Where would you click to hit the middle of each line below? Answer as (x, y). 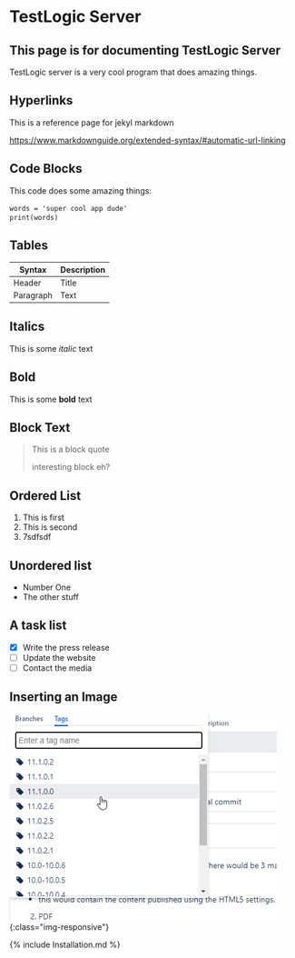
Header (27, 283)
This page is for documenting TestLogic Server (145, 50)
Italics (27, 327)
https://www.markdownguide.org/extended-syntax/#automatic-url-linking (147, 140)
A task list (38, 626)
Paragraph (33, 295)
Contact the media (57, 668)
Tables (29, 246)
